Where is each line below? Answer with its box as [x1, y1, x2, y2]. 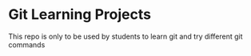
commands [8, 39, 46, 49]
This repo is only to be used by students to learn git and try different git [8, 32, 243, 41]
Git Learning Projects [8, 6, 152, 24]
